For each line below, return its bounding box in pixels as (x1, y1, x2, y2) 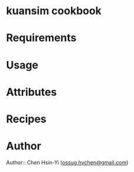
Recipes (6, 112, 47, 125)
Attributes (6, 85, 57, 99)
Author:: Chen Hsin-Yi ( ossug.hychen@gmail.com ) (6, 158, 129, 166)
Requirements (6, 31, 77, 45)
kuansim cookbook (6, 4, 102, 18)
